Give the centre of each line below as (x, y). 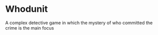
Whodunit (27, 9)
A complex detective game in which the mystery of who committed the (79, 23)
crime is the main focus (30, 28)
